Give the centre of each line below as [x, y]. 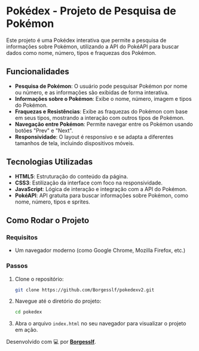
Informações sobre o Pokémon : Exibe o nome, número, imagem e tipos [103, 98]
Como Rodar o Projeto [48, 220]
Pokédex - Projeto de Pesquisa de [91, 11]
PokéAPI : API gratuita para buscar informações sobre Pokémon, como [101, 195]
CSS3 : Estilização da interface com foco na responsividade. [89, 183]
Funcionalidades [38, 72]
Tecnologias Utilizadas [50, 162]
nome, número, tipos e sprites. [53, 202]
